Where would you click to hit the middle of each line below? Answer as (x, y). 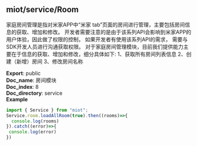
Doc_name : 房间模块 (32, 80)
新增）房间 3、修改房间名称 (50, 61)
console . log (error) (33, 132)
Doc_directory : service (35, 93)
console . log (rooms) (35, 121)
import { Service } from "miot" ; (47, 110)
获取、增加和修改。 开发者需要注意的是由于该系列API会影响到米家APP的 (104, 32)
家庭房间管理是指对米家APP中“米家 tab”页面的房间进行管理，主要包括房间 (96, 24)
